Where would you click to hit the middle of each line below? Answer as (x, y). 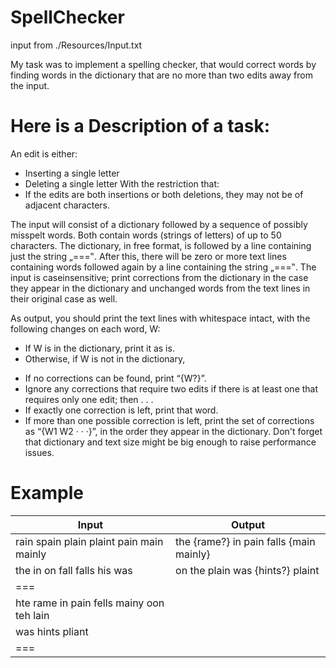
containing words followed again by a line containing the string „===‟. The (163, 267)
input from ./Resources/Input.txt (76, 45)
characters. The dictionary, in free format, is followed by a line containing (161, 245)
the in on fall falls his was (74, 570)
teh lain (32, 615)
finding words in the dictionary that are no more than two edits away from (161, 75)
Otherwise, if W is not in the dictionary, (105, 358)
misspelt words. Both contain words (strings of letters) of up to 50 (146, 235)
